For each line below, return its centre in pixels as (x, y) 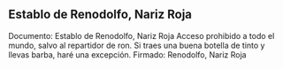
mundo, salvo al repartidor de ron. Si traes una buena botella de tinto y (137, 45)
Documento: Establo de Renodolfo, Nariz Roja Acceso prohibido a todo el (141, 35)
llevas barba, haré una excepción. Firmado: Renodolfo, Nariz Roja (127, 54)
